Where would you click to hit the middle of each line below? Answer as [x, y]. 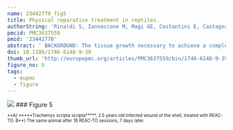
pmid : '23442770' [32, 39]
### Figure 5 [34, 105]
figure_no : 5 [26, 65]
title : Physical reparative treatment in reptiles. [83, 20]
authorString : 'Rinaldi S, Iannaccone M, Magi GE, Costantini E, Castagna [118, 26]
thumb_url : [23, 59]
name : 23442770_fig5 [37, 13]
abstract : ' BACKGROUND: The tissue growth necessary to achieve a [107, 46]
